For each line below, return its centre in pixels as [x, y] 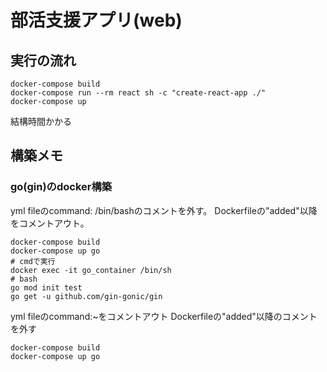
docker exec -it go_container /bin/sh [91, 270]
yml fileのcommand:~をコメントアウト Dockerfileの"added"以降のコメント [164, 316]
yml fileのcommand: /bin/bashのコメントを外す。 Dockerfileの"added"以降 [164, 210]
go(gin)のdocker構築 [61, 187]
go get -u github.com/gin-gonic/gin [86, 296]
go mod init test [46, 287]
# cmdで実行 [33, 261]
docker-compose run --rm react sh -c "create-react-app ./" [138, 93]
